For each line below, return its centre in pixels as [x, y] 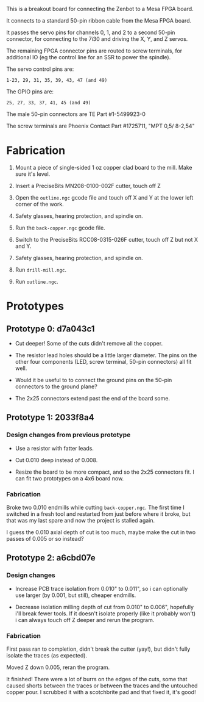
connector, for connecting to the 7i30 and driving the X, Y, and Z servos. [97, 39]
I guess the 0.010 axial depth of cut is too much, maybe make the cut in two [101, 532]
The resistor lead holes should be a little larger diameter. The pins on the [106, 355]
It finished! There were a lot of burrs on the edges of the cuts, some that [97, 679]
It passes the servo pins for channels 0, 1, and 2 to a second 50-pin [91, 32]
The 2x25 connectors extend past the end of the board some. [93, 398]
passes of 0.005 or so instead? [45, 538]
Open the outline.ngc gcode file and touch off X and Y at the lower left [104, 197]
